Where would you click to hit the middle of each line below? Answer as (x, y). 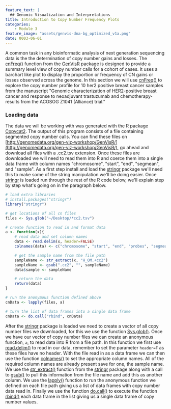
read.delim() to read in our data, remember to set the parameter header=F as (85, 347)
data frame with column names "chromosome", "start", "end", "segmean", (82, 164)
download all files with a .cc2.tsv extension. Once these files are (73, 153)
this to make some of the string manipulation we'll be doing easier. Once (81, 175)
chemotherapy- (136, 96)
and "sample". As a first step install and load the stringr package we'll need (84, 169)
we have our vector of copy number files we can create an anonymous (79, 337)
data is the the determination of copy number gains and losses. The (76, 58)
